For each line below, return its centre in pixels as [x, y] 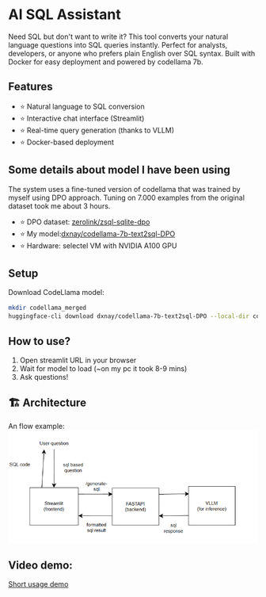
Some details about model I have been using [120, 170]
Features [30, 87]
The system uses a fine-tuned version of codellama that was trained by [124, 189]
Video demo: [40, 565]
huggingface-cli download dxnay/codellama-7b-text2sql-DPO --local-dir [129, 316]
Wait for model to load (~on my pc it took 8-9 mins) [103, 368]
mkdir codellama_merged [47, 308]
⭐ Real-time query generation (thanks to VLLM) [97, 130]
